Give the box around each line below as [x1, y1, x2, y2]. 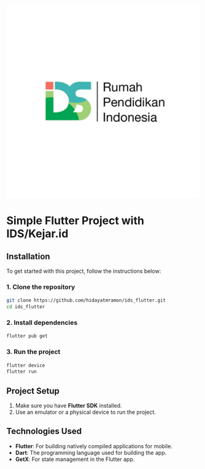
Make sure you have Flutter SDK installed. [15, 402, 122, 410]
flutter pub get [6, 333, 48, 339]
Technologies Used [6, 426, 82, 437]
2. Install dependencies [6, 318, 78, 327]
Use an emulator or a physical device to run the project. [15, 408, 157, 416]
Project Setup [6, 386, 60, 396]
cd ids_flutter [6, 304, 45, 310]
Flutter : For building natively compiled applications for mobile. [15, 442, 173, 449]
